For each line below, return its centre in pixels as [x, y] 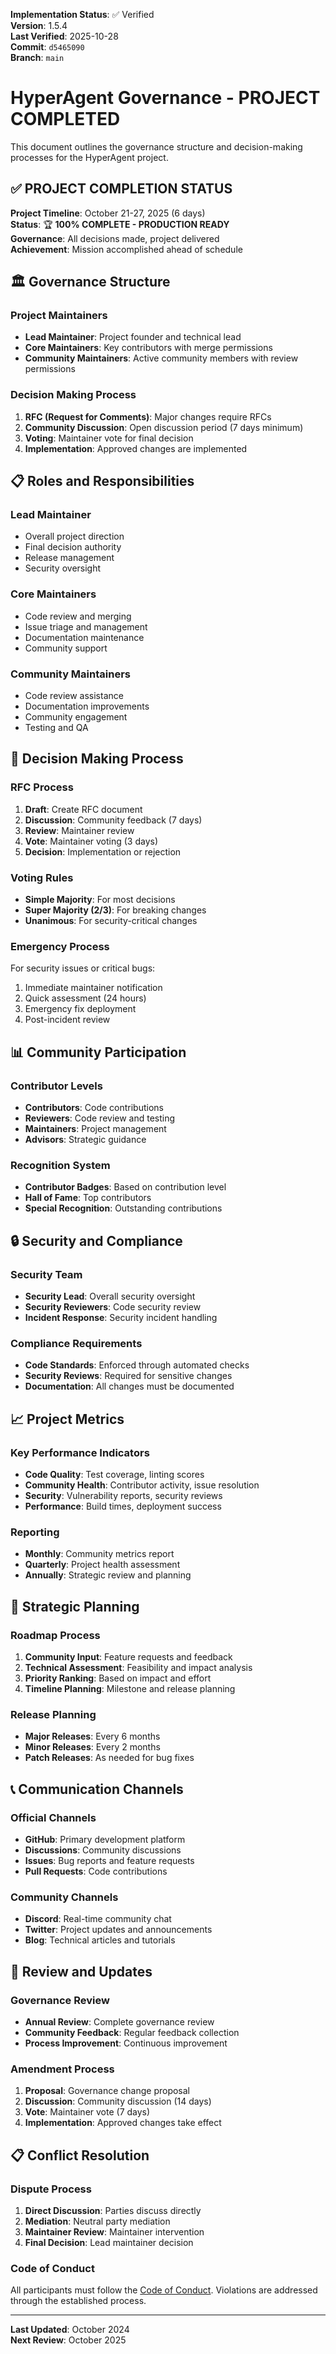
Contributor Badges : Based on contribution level [125, 1187]
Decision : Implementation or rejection [103, 851]
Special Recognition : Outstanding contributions [123, 1208]
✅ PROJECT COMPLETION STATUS [121, 189]
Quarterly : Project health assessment [102, 1565]
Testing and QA [56, 728]
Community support [66, 648]
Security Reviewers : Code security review [113, 1306]
